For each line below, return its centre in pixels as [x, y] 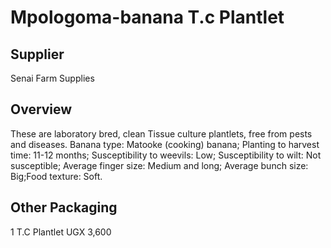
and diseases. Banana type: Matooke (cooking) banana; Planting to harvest [165, 144]
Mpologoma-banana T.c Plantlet [147, 17]
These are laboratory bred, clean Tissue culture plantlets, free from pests [161, 133]
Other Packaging [64, 207]
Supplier [37, 54]
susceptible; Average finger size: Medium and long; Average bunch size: [159, 165]
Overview [41, 109]
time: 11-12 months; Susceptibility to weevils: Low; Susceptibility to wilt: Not [166, 155]
